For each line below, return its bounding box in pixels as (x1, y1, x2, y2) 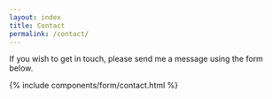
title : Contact (9, 21, 66, 30)
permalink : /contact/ (9, 29, 89, 38)
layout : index (9, 12, 62, 22)
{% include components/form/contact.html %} (9, 80, 179, 91)
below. (9, 63, 34, 73)
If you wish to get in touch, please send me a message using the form (9, 54, 264, 65)
